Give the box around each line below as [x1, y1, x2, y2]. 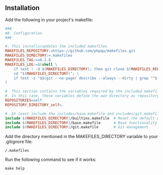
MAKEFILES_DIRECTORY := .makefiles [5, 53, 73, 58]
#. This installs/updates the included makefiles [5, 44, 108, 49]
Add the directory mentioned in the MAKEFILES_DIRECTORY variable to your [5, 134, 158, 140]
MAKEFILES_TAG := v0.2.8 [5, 58, 51, 63]
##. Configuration [5, 31, 42, 35]
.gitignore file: [5, 139, 33, 145]
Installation [5, 4, 40, 12]
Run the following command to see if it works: [5, 157, 97, 162]
